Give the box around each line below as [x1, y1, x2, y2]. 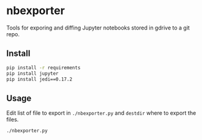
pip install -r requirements [6, 64, 81, 71]
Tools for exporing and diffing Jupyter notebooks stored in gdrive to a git [6, 24, 190, 31]
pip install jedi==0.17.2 [6, 76, 72, 82]
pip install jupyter [6, 70, 59, 77]
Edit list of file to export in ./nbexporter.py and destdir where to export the [6, 109, 196, 117]
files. [6, 116, 19, 123]
